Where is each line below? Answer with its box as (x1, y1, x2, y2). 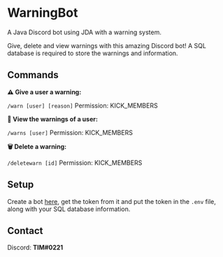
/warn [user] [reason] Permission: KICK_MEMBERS (7, 101, 159, 110)
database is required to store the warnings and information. (7, 49, 178, 57)
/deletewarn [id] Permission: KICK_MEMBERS (7, 159, 143, 167)
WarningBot (7, 5, 78, 21)
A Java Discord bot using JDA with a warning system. (7, 28, 162, 36)
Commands (7, 69, 59, 81)
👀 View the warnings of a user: (7, 115, 98, 123)
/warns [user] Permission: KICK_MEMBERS (7, 128, 133, 137)
